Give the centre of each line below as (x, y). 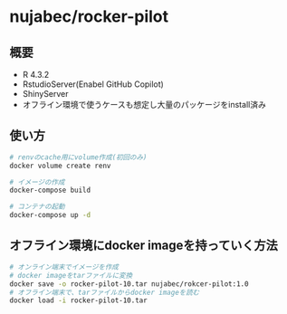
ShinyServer (46, 94)
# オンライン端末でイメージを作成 (64, 267)
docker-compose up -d (50, 215)
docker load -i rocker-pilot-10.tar (78, 300)
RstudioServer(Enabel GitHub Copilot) (93, 84)
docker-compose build (50, 190)
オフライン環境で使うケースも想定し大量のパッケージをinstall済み (144, 105)
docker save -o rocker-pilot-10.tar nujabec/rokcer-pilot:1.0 (129, 284)
